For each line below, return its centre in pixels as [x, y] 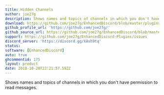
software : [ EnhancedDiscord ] [35, 50]
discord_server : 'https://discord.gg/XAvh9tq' [53, 41]
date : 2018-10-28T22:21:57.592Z [38, 69]
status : [13, 46]
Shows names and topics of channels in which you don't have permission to [82, 82]
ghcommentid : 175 [23, 59]
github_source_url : [25, 32]
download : [15, 23]
